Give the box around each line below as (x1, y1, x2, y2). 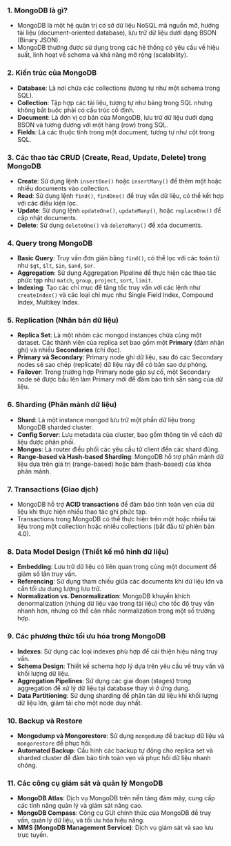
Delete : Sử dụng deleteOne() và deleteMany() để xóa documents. (17, 221, 203, 229)
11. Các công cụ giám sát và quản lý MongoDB (7, 778, 163, 788)
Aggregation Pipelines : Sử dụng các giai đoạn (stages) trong (17, 676, 192, 685)
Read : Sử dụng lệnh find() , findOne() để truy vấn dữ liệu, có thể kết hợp (17, 191, 224, 199)
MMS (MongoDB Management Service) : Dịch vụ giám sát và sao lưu (17, 823, 214, 832)
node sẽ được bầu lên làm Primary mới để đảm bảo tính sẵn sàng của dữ (17, 375, 223, 384)
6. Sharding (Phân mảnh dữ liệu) (7, 400, 117, 410)
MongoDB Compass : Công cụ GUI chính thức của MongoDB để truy (17, 809, 212, 817)
